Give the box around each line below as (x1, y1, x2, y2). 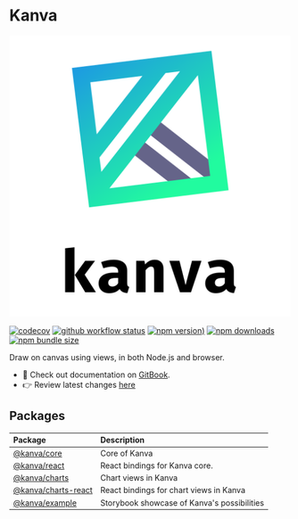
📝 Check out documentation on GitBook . (21, 369, 171, 380)
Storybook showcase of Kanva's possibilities (100, 497, 265, 508)
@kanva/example (12, 497, 78, 508)
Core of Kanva (100, 448, 153, 458)
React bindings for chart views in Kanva (100, 485, 246, 496)
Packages (9, 408, 65, 424)
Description (100, 434, 145, 446)
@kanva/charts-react (12, 485, 94, 496)
